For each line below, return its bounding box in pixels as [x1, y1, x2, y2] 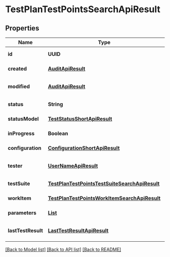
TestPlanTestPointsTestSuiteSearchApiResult [48, 180, 160, 187]
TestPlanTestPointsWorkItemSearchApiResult [48, 195, 161, 202]
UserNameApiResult [48, 163, 98, 169]
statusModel [8, 115, 39, 122]
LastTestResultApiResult [48, 227, 109, 234]
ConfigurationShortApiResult [48, 145, 120, 151]
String [48, 101, 63, 108]
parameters [8, 209, 36, 216]
